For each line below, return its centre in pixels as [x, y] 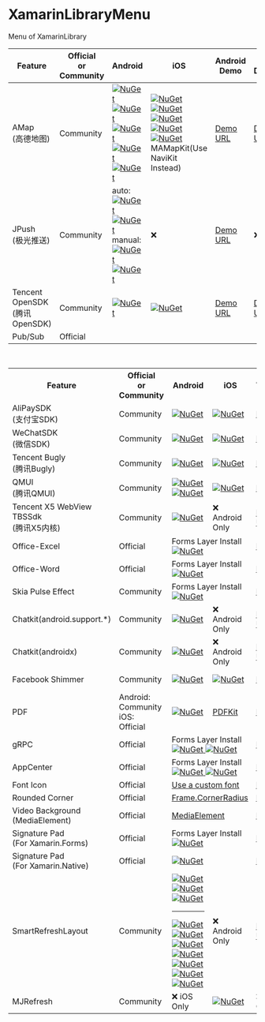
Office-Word [36, 568]
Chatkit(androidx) [45, 651]
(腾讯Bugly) [34, 469]
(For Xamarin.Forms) [50, 843]
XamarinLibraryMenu [80, 15]
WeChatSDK [35, 432]
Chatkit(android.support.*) [62, 619]
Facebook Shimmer [48, 679]
